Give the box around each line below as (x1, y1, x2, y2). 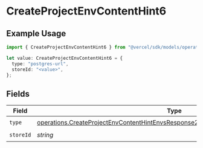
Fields (6, 89, 30, 99)
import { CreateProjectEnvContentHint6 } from (6, 44, 126, 50)
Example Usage (6, 28, 66, 39)
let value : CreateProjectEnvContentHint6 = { (6, 55, 123, 61)
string (37, 130, 54, 139)
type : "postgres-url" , (11, 60, 69, 67)
